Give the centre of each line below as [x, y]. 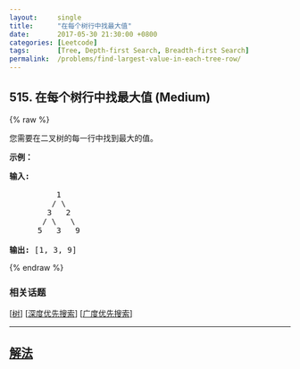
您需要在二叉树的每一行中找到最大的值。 [83, 138]
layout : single [46, 17]
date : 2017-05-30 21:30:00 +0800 [83, 34]
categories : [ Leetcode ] [54, 42]
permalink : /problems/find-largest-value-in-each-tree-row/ [125, 59]
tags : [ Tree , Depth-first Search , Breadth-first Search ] [129, 51]
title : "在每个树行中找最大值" [71, 26]
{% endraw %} [37, 267]
